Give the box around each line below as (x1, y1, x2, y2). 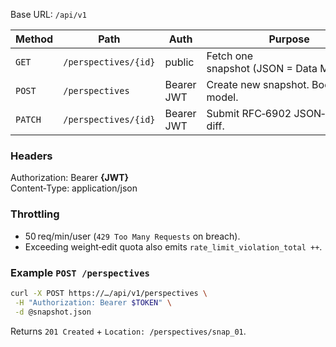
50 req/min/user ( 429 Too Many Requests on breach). (24, 230, 241, 242)
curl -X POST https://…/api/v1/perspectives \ (10, 288, 208, 298)
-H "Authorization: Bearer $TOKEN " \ (14, 297, 172, 308)
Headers (10, 149, 53, 163)
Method (15, 32, 54, 46)
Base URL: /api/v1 (10, 9, 87, 20)
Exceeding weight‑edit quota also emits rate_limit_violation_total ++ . (24, 240, 323, 253)
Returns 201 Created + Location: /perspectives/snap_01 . (10, 325, 247, 337)
